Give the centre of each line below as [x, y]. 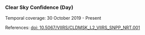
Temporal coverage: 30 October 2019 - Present [53, 18]
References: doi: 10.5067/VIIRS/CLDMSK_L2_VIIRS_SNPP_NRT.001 [73, 28]
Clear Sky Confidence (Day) [39, 7]
